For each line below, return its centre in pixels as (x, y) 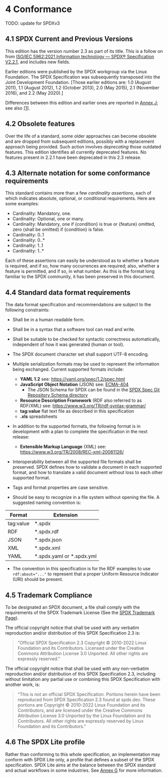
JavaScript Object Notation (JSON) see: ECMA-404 (74, 384)
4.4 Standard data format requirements (68, 292)
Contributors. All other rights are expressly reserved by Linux (80, 721)
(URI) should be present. (38, 579)
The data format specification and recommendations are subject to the (78, 305)
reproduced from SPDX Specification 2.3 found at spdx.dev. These (86, 700)
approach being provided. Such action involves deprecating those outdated (83, 146)
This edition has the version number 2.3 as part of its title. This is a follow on (84, 51)
